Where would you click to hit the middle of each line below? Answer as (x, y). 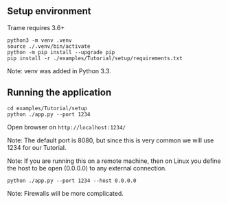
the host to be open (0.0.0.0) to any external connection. (87, 168)
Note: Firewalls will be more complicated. (65, 193)
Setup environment (49, 11)
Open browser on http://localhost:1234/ (66, 127)
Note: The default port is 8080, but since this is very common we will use (111, 140)
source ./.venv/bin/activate (49, 46)
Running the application (59, 93)
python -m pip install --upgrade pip (61, 52)
